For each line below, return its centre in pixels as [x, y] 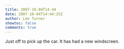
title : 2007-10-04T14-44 [31, 9]
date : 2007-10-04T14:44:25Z [34, 14]
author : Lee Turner [25, 18]
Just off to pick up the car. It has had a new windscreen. [62, 41]
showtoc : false [21, 23]
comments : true [21, 28]
